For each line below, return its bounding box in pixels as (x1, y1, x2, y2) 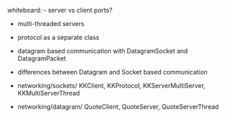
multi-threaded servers (17, 20, 85, 27)
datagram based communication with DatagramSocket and (17, 47, 188, 55)
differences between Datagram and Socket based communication (17, 68, 208, 76)
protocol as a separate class (17, 33, 100, 41)
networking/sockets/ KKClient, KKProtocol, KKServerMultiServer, (17, 81, 206, 90)
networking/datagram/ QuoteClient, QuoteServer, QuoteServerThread (17, 103, 219, 111)
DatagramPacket (17, 54, 67, 63)
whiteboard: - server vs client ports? (7, 6, 113, 14)
